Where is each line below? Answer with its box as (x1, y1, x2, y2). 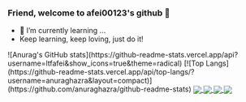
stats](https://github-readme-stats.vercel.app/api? (69, 50, 239, 60)
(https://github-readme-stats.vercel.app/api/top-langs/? (7, 67, 196, 77)
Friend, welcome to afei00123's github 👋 (7, 7, 170, 19)
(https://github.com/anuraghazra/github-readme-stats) (7, 84, 192, 94)
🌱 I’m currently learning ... (19, 26, 106, 36)
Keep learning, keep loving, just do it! (19, 34, 144, 44)
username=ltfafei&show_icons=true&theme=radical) (7, 58, 183, 68)
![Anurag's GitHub (7, 50, 68, 60)
